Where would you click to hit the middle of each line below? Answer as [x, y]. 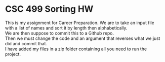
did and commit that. [26, 43]
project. [13, 54]
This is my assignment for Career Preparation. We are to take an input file [80, 23]
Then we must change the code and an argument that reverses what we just [83, 38]
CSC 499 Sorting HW [49, 9]
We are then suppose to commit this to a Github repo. [60, 33]
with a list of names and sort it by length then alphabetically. [66, 28]
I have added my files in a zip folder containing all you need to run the [76, 49]
